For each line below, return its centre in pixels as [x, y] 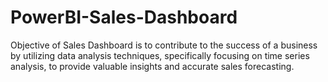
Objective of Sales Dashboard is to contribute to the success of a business [164, 45]
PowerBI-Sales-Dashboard [124, 17]
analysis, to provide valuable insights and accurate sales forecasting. [152, 66]
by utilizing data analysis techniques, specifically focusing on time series [160, 55]
